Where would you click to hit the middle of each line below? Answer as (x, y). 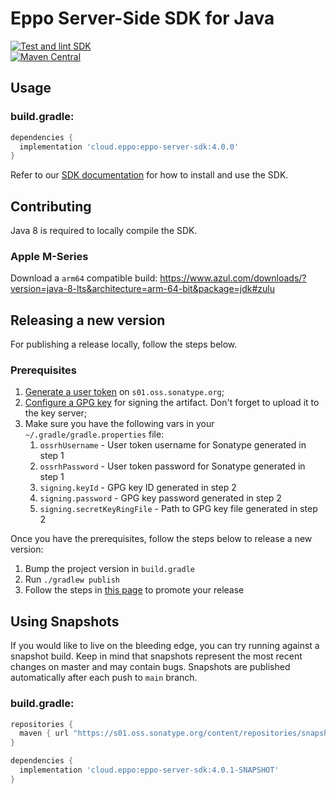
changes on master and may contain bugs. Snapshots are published (150, 667)
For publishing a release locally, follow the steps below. (124, 344)
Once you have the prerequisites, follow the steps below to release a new (161, 539)
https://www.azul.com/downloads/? (233, 278)
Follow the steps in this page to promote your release (134, 590)
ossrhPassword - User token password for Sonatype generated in (172, 466)
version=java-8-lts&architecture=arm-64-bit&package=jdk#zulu (143, 289)
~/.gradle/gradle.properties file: (94, 434)
